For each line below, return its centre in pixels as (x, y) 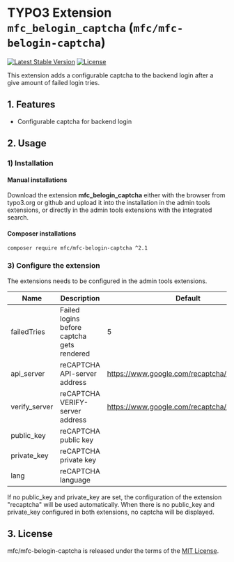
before (71, 327)
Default (188, 298)
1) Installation (30, 163)
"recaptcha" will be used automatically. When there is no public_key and (111, 504)
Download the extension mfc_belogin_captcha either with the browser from (116, 195)
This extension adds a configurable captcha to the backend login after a (110, 75)
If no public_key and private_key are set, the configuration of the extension (115, 497)
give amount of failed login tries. (53, 82)
